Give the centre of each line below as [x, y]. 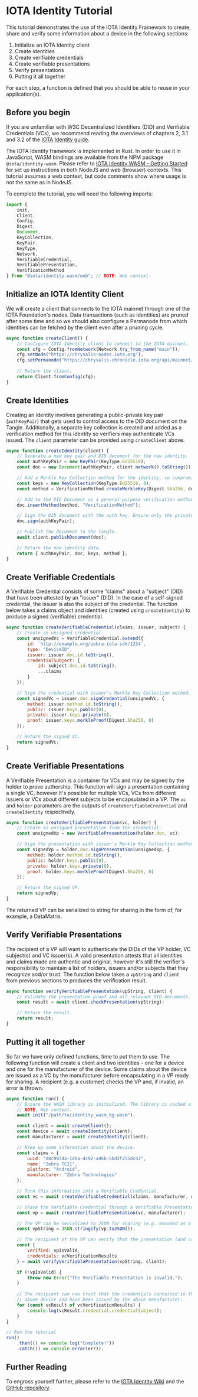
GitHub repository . [29, 1388]
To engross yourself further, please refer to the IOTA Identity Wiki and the [95, 1381]
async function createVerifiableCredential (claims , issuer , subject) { [96, 627]
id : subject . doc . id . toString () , [77, 666]
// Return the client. [44, 371]
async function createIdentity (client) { [58, 451]
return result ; [35, 1018]
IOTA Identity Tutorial [60, 11]
